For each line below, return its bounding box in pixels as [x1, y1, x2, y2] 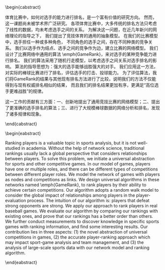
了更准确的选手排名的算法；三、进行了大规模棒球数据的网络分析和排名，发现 [5, 105, 160, 110]
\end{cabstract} [5, 121, 38, 127]
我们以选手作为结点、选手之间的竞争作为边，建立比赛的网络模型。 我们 [14, 45, 158, 51]
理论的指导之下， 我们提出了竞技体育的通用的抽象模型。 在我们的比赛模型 [9, 33, 158, 38]
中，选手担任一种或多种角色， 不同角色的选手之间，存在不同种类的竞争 [5, 39, 148, 45]
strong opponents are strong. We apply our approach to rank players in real [5, 203, 158, 208]
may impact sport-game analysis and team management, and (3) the [5, 239, 144, 245]
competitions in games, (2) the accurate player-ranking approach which [5, 234, 151, 240]
